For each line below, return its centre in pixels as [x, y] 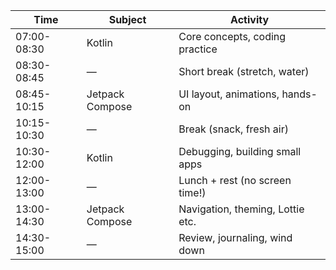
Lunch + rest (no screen [235, 180]
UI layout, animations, [229, 94]
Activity [250, 19]
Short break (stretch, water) [244, 71]
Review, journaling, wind [235, 237]
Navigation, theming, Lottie [241, 209]
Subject [127, 19]
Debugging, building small [240, 151]
